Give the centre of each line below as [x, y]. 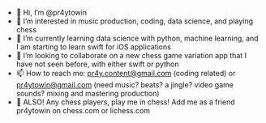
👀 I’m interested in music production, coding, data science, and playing [135, 21]
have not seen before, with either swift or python [97, 64]
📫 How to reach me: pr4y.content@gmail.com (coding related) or [126, 73]
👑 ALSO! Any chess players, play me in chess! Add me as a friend [125, 102]
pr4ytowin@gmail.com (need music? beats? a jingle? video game [124, 85]
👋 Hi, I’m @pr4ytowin [51, 13]
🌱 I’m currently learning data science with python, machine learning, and [137, 38]
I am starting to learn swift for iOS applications [94, 47]
